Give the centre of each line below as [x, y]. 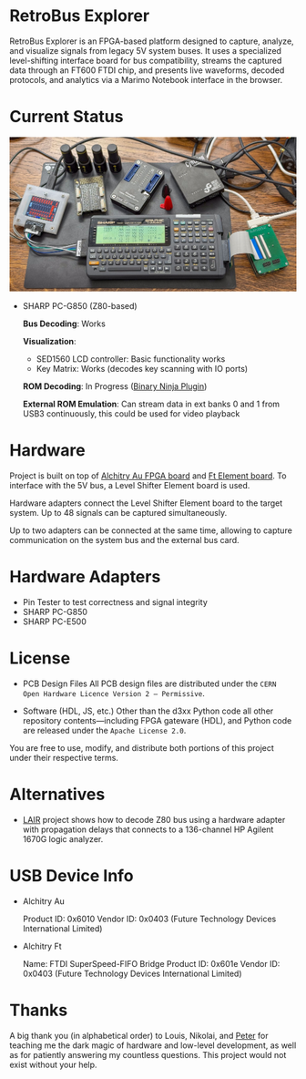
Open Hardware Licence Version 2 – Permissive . [113, 693]
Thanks [39, 1010]
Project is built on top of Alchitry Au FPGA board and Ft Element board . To [148, 476]
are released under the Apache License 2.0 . [104, 730]
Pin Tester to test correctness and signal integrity [115, 601]
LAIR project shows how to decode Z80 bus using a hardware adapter [154, 819]
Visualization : [49, 342]
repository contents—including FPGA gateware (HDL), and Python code [157, 720]
